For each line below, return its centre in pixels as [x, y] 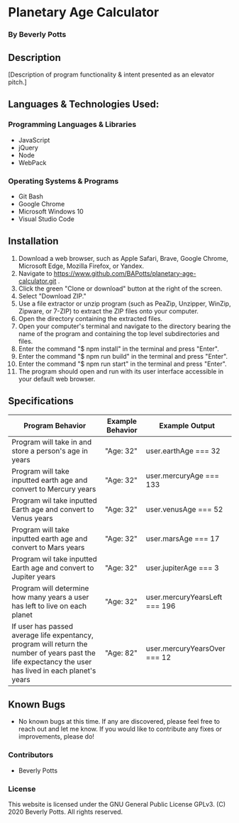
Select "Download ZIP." [52, 296]
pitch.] [17, 82]
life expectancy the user [52, 661]
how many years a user [50, 597]
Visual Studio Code [46, 219]
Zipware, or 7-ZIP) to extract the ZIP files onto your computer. [109, 311]
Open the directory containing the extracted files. [90, 318]
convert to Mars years [48, 547]
